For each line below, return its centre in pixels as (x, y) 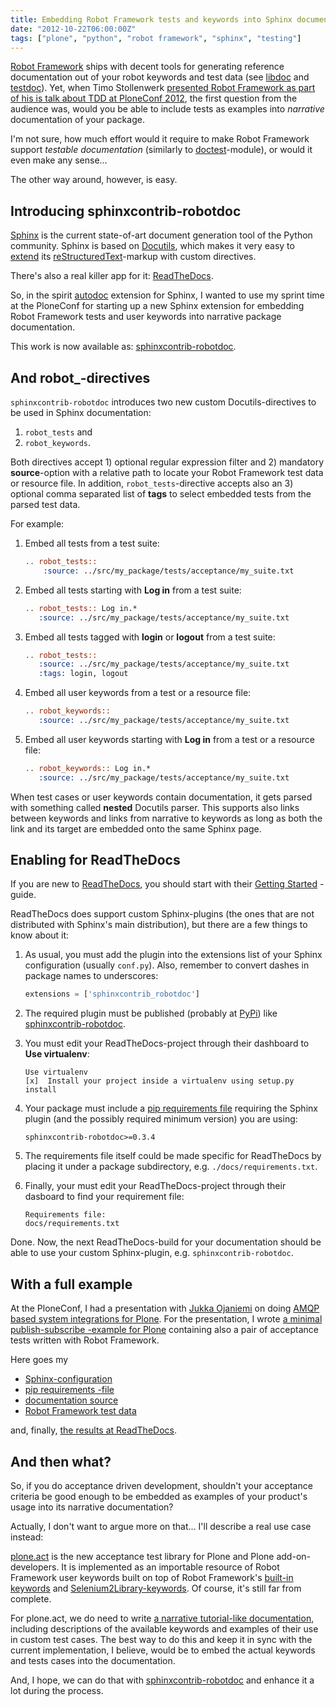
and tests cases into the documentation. (93, 1660)
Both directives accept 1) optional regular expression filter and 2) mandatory (167, 462)
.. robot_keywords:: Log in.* (88, 768)
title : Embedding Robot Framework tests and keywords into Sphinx (151, 19)
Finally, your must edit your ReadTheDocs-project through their (155, 1186)
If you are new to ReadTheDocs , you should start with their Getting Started (164, 884)
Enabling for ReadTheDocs (95, 860)
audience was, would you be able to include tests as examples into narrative (167, 109)
